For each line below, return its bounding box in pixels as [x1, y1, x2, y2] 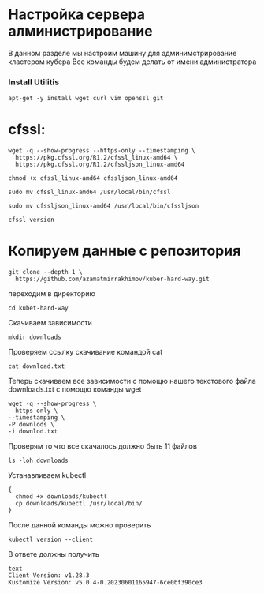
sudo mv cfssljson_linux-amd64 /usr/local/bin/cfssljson [8, 202, 199, 210]
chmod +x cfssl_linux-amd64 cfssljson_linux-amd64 [8, 175, 178, 182]
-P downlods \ [8, 421, 55, 429]
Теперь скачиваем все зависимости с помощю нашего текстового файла [8, 377, 256, 386]
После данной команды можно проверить [8, 520, 151, 530]
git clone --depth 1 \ [8, 268, 83, 276]
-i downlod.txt [8, 428, 58, 436]
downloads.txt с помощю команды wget [8, 385, 142, 394]
